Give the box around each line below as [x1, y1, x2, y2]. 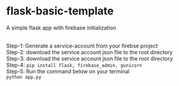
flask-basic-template [6, 4, 114, 18]
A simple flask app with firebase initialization [6, 24, 117, 31]
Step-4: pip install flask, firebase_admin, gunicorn [6, 61, 142, 69]
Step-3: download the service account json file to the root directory [6, 55, 173, 62]
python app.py [6, 74, 42, 80]
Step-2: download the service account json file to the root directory [6, 48, 173, 55]
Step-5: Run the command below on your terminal [6, 67, 130, 75]
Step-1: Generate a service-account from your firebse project [6, 42, 158, 49]
